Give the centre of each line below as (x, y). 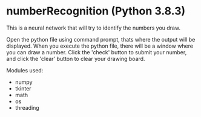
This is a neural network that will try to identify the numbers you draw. (93, 28)
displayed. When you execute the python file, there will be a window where (100, 46)
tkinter (23, 88)
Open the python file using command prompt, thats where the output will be (101, 39)
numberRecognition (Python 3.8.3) (96, 11)
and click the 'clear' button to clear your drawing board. (76, 58)
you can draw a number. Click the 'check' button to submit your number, (97, 52)
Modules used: (25, 70)
